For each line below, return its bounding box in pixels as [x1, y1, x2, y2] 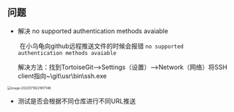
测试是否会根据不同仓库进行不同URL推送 [17, 97, 136, 105]
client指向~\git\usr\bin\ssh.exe [17, 71, 107, 80]
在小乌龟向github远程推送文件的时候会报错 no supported [19, 42, 184, 50]
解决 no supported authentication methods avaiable [17, 27, 169, 35]
